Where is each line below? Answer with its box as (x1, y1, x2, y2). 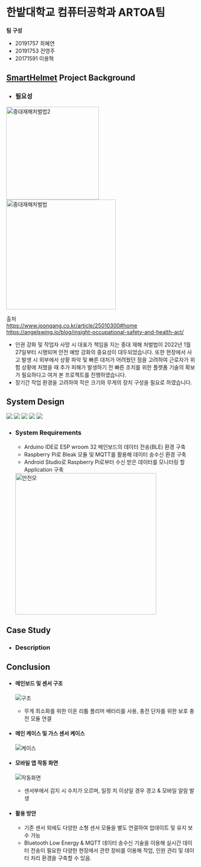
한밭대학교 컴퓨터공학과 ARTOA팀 (6, 5, 165, 19)
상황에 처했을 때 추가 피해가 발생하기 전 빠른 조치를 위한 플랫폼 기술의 (21, 363, 184, 370)
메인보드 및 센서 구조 (14, 680, 63, 687)
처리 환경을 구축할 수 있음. (30, 854, 92, 862)
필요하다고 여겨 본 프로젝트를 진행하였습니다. (21, 371, 127, 378)
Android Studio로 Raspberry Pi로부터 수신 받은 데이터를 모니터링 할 (24, 458, 185, 466)
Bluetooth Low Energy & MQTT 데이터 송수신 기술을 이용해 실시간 (24, 839, 182, 846)
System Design (6, 397, 65, 407)
